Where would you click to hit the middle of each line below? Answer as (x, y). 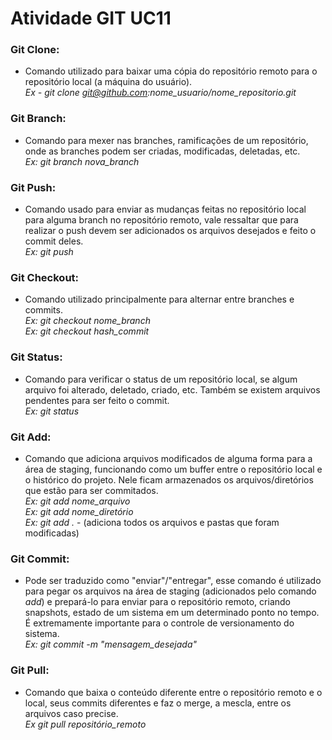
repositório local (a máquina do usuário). (108, 82)
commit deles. (54, 241)
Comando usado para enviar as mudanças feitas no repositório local (165, 209)
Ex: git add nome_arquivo (77, 501)
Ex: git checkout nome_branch (87, 321)
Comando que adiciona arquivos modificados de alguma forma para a (168, 458)
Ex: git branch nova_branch (82, 161)
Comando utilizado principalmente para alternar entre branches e (159, 299)
